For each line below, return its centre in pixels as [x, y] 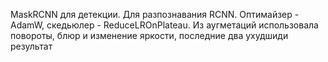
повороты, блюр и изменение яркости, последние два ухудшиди [149, 35]
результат [31, 46]
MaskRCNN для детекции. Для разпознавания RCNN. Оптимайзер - [155, 14]
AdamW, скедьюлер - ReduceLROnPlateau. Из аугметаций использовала [164, 25]
